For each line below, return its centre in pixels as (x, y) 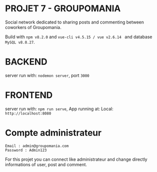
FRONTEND (29, 95)
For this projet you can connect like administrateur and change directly (76, 159)
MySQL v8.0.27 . (20, 42)
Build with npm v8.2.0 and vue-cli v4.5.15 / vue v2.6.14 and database (79, 37)
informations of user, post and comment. (46, 164)
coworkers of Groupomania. (33, 27)
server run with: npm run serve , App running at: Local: (59, 109)
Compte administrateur (53, 133)
